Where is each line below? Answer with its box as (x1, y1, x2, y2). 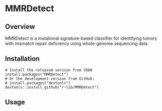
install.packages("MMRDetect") (5, 72, 69, 77)
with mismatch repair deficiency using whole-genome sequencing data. (5, 41, 149, 46)
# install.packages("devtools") (5, 80, 71, 86)
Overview (5, 22, 36, 31)
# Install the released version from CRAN (5, 67, 92, 72)
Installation (5, 55, 40, 63)
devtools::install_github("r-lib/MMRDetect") (5, 85, 99, 89)
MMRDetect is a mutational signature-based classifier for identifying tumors (5, 35, 157, 41)
